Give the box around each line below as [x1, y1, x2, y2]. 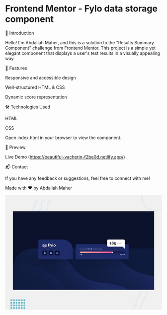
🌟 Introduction [5, 30, 34, 36]
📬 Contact [5, 163, 28, 169]
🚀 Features [5, 65, 27, 71]
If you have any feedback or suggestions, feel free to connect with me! [5, 175, 150, 181]
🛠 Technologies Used [5, 104, 51, 110]
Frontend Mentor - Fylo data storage [5, 3, 158, 14]
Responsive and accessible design [5, 75, 76, 80]
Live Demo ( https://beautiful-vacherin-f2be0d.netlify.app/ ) [5, 154, 125, 159]
